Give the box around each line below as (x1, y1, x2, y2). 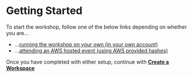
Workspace (6, 64, 35, 71)
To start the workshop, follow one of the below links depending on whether (6, 23, 187, 30)
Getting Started (6, 4, 83, 17)
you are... (6, 29, 29, 36)
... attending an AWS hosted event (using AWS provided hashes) (14, 47, 168, 54)
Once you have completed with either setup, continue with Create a (6, 58, 170, 65)
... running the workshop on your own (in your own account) (14, 41, 158, 48)
